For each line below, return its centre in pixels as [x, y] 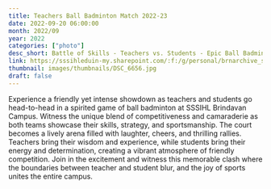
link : [17, 61]
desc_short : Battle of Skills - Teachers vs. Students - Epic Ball [124, 53]
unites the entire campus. [50, 176]
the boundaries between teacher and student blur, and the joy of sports [127, 167]
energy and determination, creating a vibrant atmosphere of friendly [121, 150]
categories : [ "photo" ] [46, 46]
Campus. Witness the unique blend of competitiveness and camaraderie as [133, 116]
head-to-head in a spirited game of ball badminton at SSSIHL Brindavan [127, 107]
